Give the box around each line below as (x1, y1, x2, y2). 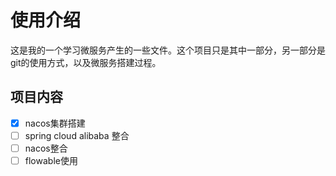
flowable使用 (24, 154, 78, 166)
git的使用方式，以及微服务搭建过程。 (10, 56, 162, 68)
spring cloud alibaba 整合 (24, 129, 130, 141)
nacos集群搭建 (24, 117, 86, 129)
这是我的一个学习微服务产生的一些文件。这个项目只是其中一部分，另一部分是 (10, 44, 326, 56)
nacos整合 (24, 142, 68, 154)
